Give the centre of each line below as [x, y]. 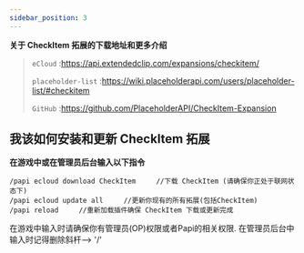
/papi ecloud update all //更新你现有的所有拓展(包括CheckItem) [134, 201]
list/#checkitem [61, 90]
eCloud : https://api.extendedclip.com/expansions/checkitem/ [145, 63]
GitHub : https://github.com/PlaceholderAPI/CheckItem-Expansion [154, 108]
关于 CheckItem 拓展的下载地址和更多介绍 [88, 45]
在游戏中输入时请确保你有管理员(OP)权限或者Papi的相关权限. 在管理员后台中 [152, 228]
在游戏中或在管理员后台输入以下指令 [77, 162]
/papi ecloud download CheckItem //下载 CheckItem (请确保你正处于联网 [149, 182]
